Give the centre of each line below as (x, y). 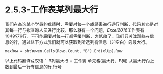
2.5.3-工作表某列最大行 (52, 10)
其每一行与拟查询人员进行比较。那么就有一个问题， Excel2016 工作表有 (75, 30)
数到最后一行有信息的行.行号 (33, 67)
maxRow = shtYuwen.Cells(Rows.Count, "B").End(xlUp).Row (64, 51)
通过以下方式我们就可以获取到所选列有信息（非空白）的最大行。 (85, 42)
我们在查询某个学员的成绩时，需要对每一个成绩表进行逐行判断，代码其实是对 (81, 24)
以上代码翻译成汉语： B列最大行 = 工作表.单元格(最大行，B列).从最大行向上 (80, 61)
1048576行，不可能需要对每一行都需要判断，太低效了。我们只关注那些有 (77, 36)
